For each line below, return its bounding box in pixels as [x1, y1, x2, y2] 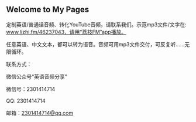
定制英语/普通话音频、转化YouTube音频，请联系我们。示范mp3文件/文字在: [6, 21, 187, 28]
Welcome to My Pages [6, 5, 90, 15]
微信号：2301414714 [6, 85, 56, 93]
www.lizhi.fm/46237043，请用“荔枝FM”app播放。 [6, 28, 127, 35]
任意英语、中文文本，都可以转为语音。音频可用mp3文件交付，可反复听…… [6, 40, 185, 48]
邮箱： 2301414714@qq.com [6, 109, 74, 116]
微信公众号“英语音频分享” [6, 73, 67, 80]
